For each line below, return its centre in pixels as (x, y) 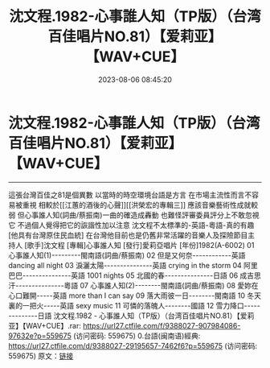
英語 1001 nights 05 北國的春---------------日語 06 (155, 275)
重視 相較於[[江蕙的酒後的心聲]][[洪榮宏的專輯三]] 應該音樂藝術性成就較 (140, 205)
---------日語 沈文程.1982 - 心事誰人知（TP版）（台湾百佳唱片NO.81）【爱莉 (131, 316)
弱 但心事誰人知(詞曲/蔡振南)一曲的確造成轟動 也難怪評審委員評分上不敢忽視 (134, 215)
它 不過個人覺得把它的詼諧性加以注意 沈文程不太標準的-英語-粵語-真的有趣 (131, 225)
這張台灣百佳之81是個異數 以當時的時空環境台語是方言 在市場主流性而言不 (130, 195)
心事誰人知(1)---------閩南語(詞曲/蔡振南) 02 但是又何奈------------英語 (127, 255)
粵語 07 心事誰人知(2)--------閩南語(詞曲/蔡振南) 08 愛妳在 (161, 285)
